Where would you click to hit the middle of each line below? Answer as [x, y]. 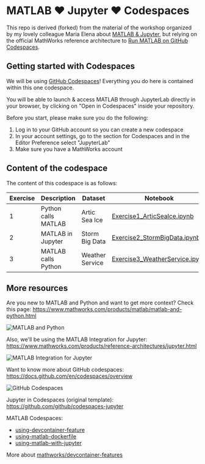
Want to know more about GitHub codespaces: [65, 370]
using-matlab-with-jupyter [49, 443]
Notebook [159, 198]
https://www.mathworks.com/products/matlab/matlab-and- [107, 309]
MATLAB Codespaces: [34, 418]
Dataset [94, 198]
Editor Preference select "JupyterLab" [63, 142]
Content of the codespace [57, 168]
